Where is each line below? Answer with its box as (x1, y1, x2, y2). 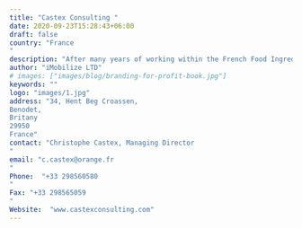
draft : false (9, 30, 58, 39)
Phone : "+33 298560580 (9, 171, 99, 180)
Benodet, (9, 105, 42, 114)
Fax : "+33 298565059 (9, 189, 87, 197)
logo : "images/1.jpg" (9, 88, 91, 97)
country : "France (9, 38, 75, 48)
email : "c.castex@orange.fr (9, 154, 115, 164)
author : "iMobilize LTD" (9, 64, 102, 73)
